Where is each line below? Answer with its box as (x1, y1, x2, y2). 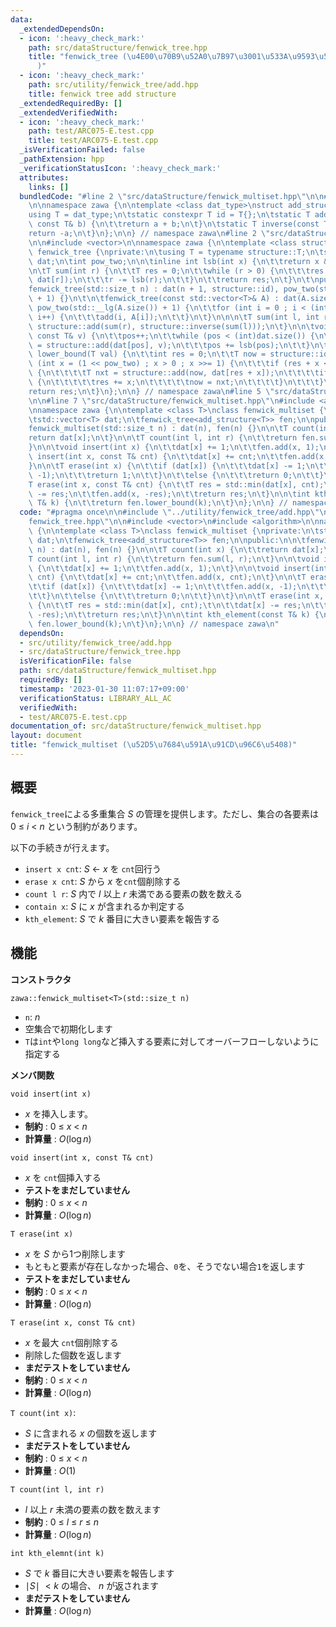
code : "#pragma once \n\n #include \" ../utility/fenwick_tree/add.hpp (19, 507, 311, 518)
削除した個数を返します (24, 1349, 122, 1361)
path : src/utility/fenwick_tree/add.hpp (28, 80, 199, 90)
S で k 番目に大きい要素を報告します (24, 1567, 175, 1579)
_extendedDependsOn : (19, 24, 105, 34)
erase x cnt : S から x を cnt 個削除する (24, 875, 182, 887)
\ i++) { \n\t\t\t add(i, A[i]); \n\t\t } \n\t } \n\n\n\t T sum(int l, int (28, 312, 320, 322)
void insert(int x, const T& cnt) (10, 1152, 155, 1163)
